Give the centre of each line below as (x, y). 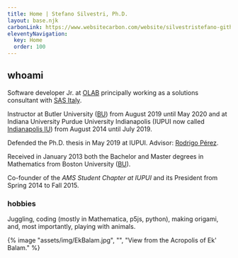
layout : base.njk (33, 21)
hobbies (22, 203)
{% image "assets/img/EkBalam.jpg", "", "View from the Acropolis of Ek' (112, 240)
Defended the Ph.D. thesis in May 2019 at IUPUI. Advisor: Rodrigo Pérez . (113, 142)
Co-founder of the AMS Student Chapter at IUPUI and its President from (113, 177)
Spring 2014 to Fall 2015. (43, 185)
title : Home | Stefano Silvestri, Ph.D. (68, 14)
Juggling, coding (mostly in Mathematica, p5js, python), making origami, (113, 219)
